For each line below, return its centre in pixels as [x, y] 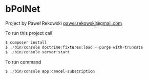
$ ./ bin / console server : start [38, 52]
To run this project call [29, 33]
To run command [23, 62]
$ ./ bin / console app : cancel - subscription [50, 71]
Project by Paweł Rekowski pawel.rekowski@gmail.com [64, 23]
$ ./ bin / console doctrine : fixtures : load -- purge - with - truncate [74, 47]
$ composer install [26, 42]
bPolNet [23, 9]
